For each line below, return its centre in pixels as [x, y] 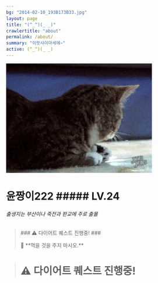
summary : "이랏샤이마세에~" [36, 43]
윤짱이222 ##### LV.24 [63, 196]
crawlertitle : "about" [34, 31]
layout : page [22, 18]
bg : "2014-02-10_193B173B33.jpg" [47, 12]
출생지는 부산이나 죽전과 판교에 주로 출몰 [52, 214]
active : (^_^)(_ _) [30, 50]
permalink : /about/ [30, 37]
